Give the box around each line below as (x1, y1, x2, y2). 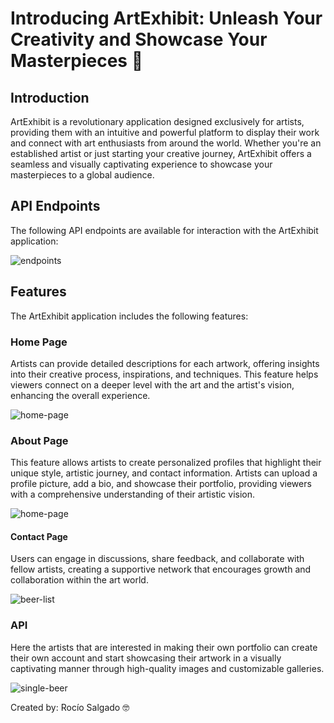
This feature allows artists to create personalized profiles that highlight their (10, 457, 322, 469)
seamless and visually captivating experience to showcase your (10, 158, 273, 170)
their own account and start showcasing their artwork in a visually (10, 652, 282, 664)
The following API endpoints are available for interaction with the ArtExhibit (10, 224, 319, 236)
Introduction (10, 89, 90, 106)
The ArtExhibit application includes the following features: (10, 310, 249, 322)
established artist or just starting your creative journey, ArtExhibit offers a (10, 148, 312, 159)
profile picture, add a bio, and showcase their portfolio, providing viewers (10, 478, 312, 490)
